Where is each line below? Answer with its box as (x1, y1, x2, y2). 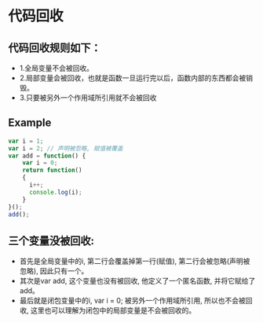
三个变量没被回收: (8, 234, 95, 247)
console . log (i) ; (28, 188, 82, 196)
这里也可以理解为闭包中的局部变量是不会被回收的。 (30, 306, 196, 315)
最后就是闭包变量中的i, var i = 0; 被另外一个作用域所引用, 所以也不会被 (19, 296, 246, 306)
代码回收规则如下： (8, 41, 101, 54)
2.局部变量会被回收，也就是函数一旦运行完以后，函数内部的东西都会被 (19, 73, 247, 83)
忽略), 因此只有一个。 (19, 266, 89, 276)
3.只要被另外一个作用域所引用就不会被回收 (19, 93, 157, 102)
